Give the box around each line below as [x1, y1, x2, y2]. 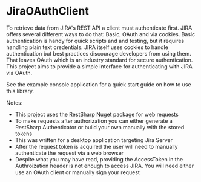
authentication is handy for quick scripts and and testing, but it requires [6, 37, 185, 44]
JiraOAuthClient [6, 4, 89, 18]
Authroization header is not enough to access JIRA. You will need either [15, 162, 194, 169]
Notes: [6, 99, 23, 106]
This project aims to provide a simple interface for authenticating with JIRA [6, 62, 193, 70]
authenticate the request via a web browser [15, 149, 124, 157]
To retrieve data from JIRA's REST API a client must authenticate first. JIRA [6, 24, 193, 31]
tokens [15, 130, 32, 137]
